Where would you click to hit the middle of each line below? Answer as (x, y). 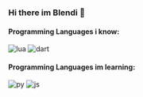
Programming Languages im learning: (72, 67)
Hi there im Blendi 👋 (47, 13)
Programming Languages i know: (64, 32)
